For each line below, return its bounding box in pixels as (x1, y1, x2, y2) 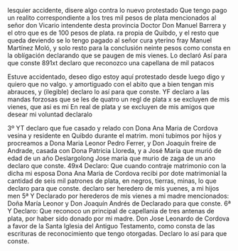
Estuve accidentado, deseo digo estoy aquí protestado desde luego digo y (7, 72, 225, 81)
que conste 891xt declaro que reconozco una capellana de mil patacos (7, 59, 215, 67)
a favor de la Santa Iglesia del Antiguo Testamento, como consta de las (7, 222, 215, 230)
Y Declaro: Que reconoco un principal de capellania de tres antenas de (7, 207, 215, 215)
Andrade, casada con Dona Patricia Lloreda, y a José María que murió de (7, 147, 222, 155)
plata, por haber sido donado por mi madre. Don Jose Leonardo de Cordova (7, 214, 229, 223)
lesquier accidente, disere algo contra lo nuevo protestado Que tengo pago (7, 6, 227, 14)
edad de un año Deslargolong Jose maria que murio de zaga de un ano (7, 154, 215, 162)
